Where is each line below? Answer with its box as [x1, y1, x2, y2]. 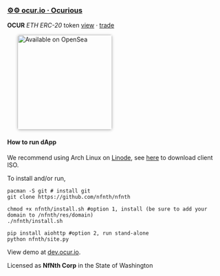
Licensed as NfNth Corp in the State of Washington [7, 261, 153, 269]
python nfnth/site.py [7, 235, 69, 243]
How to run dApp [7, 137, 57, 146]
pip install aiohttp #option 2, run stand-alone [7, 230, 149, 237]
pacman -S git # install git [7, 187, 91, 195]
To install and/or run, [7, 174, 66, 182]
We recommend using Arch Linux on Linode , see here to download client [7, 153, 213, 161]
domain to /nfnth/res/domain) [7, 211, 94, 219]
